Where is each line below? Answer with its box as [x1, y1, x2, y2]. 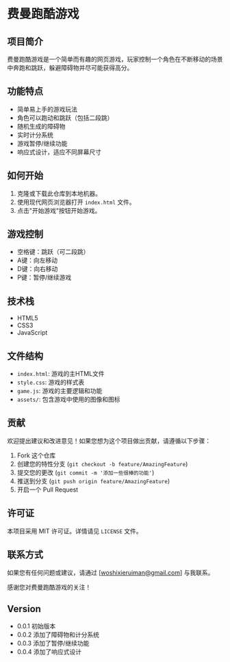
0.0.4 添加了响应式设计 [16, 648, 82, 656]
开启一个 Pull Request [16, 485, 79, 494]
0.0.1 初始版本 [16, 622, 56, 631]
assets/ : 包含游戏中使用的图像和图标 [16, 395, 120, 404]
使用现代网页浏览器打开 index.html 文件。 [16, 198, 136, 206]
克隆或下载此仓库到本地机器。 [16, 189, 101, 197]
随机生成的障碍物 [16, 122, 66, 130]
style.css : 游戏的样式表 [16, 378, 85, 387]
